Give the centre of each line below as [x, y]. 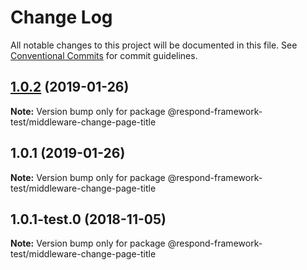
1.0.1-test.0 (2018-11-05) [88, 219]
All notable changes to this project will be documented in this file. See [154, 45]
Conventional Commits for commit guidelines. [104, 55]
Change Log [61, 17]
